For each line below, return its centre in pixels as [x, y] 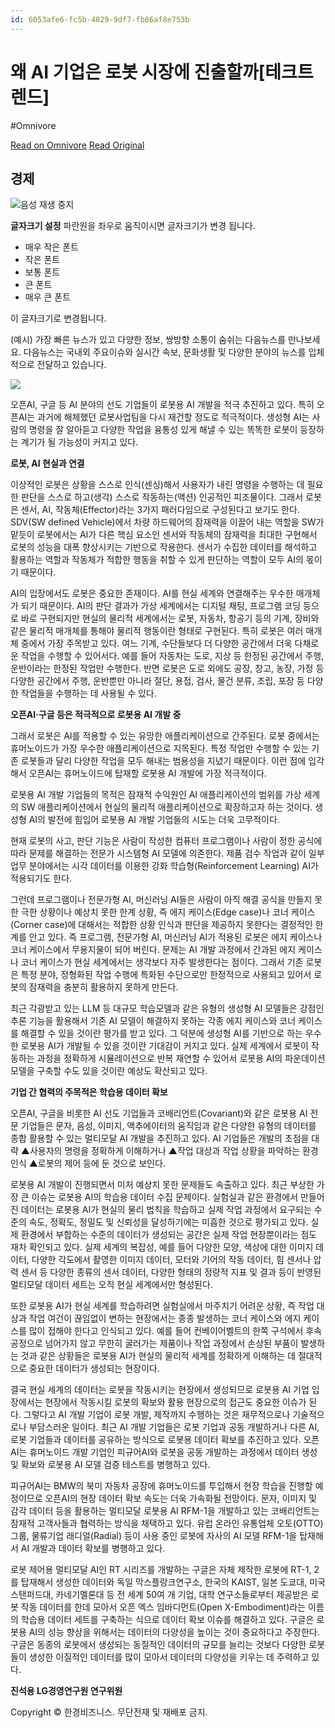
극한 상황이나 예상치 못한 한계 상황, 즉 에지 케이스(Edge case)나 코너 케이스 [168, 912]
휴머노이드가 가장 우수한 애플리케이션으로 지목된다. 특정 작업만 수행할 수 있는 [160, 748]
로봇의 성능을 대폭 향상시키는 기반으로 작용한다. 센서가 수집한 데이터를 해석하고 [164, 547]
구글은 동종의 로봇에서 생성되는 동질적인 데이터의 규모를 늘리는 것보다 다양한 [158, 1645]
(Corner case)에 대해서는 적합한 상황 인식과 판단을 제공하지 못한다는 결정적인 [161, 925]
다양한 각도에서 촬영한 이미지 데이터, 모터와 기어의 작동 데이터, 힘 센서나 [171, 1260]
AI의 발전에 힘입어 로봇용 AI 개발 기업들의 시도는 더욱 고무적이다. [154, 820]
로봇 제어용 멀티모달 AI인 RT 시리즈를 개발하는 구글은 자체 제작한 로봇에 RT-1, [161, 1570]
